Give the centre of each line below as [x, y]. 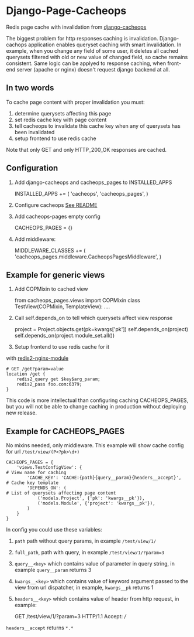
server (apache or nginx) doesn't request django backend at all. [93, 69]
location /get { [26, 374]
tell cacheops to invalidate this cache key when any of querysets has [98, 126]
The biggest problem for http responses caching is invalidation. [82, 38]
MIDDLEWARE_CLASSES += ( [50, 250]
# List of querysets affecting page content [61, 493]
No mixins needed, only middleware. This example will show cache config [95, 445]
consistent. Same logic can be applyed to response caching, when [86, 63]
